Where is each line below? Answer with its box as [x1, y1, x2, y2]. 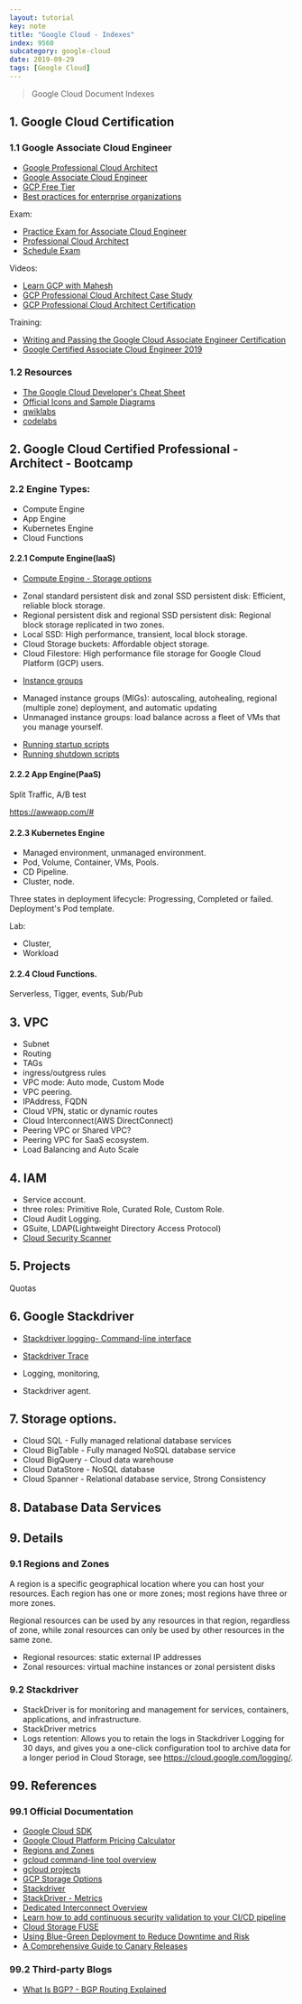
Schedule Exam [22, 245, 81, 255]
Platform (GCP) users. [22, 657, 105, 668]
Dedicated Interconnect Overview [22, 1902, 149, 1914]
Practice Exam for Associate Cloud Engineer [22, 226, 188, 237]
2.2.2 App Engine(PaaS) [9, 769, 102, 780]
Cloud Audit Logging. [22, 1213, 102, 1224]
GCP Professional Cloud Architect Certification [22, 299, 197, 310]
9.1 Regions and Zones [9, 1558, 110, 1571]
